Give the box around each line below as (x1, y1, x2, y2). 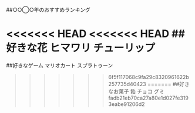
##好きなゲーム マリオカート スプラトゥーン (6, 61, 113, 69)
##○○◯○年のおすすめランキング (6, 6, 91, 13)
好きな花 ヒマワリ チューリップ (6, 42, 156, 55)
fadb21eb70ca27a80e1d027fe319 (108, 94, 189, 101)
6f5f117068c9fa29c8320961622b (108, 73, 189, 80)
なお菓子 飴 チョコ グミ (108, 88, 164, 95)
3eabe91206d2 (108, 100, 145, 108)
